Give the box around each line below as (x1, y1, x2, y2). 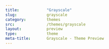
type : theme (5, 31, 58, 36)
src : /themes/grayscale (5, 21, 86, 27)
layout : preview (5, 27, 63, 32)
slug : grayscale (5, 12, 68, 17)
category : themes (5, 17, 60, 22)
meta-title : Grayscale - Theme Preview (5, 36, 104, 41)
